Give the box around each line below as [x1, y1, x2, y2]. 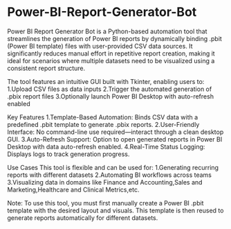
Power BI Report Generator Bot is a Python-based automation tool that [7, 27, 207, 35]
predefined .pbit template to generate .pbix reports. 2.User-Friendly [7, 120, 200, 128]
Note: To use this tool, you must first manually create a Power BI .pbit [7, 198, 204, 207]
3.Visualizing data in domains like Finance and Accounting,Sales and [7, 178, 203, 186]
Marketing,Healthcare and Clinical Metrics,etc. [7, 185, 140, 194]
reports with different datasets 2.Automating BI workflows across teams [7, 171, 212, 179]
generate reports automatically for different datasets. [7, 213, 158, 222]
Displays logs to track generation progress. [7, 150, 130, 158]
